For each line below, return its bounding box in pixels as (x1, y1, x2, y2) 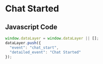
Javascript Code (5, 23, 58, 31)
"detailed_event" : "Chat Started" (9, 50, 81, 55)
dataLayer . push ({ (5, 40, 41, 45)
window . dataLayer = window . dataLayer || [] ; (5, 36, 99, 41)
